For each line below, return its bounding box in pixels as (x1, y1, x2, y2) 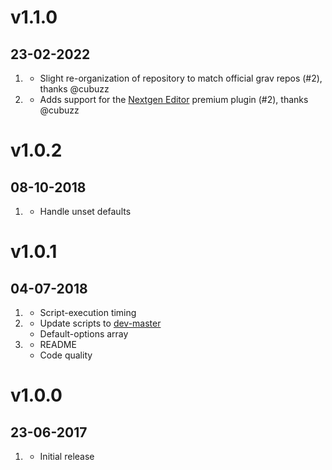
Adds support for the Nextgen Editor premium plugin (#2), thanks (39, 94, 309, 105)
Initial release (39, 451, 95, 462)
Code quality (39, 349, 93, 361)
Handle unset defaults (39, 206, 132, 217)
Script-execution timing (39, 307, 137, 318)
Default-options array (39, 328, 129, 340)
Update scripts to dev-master (39, 317, 162, 329)
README (39, 339, 77, 350)
